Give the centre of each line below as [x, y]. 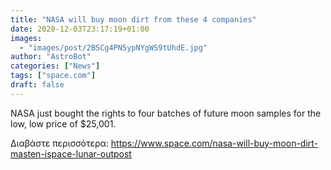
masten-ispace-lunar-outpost [71, 153]
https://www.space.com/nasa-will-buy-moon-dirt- [214, 143]
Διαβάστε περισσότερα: [59, 143]
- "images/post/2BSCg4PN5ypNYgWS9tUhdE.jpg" [113, 47]
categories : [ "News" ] [55, 66]
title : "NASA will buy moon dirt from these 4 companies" [133, 19]
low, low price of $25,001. [63, 123]
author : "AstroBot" [51, 57]
